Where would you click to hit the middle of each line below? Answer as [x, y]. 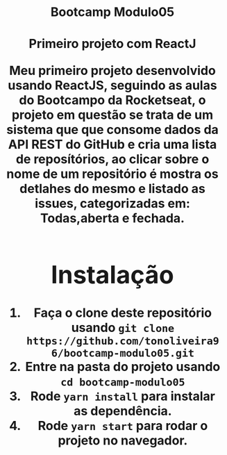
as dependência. [123, 411]
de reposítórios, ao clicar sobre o [112, 159]
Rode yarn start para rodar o [123, 426]
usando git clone [123, 328]
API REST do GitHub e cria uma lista [112, 145]
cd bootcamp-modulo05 [123, 382]
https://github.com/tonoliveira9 [123, 341]
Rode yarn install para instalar [123, 396]
